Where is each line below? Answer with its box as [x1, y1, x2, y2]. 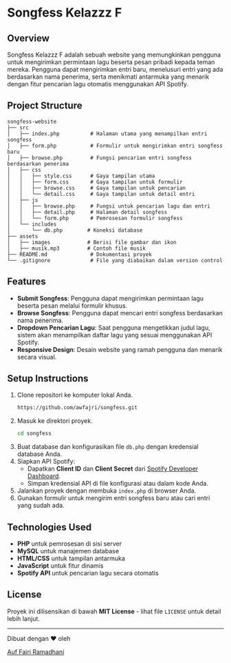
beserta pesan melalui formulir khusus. [16, 301, 128, 310]
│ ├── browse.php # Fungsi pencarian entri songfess [7, 154, 192, 161]
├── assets [7, 232, 38, 239]
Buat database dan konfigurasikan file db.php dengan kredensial [16, 443, 199, 451]
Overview [7, 32, 50, 44]
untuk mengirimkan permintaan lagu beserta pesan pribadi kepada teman [7, 58, 215, 66]
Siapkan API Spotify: [16, 457, 76, 466]
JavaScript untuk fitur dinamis [16, 562, 104, 570]
